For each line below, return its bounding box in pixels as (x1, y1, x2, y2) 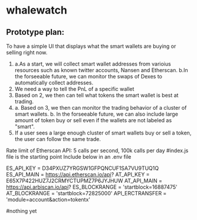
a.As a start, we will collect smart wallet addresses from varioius (14, 60, 171, 67)
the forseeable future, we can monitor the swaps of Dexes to (14, 73, 163, 80)
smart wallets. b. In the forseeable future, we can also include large (14, 110, 179, 117)
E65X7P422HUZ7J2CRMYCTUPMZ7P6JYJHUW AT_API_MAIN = (6, 178, 162, 184)
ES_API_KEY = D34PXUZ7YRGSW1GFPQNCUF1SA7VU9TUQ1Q (6, 165, 159, 172)
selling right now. (6, 49, 48, 56)
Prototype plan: (6, 27, 65, 37)
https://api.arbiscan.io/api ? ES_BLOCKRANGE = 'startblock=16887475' (6, 183, 178, 191)
